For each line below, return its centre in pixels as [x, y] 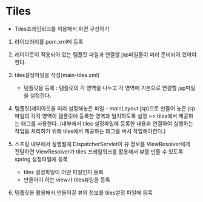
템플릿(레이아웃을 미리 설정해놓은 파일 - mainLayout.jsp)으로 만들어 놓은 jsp [105, 108]
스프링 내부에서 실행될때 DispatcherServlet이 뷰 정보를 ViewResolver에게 [102, 144]
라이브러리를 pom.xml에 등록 [49, 41]
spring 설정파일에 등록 [41, 159]
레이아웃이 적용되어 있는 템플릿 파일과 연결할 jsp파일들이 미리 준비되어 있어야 [105, 54]
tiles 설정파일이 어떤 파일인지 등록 [63, 172]
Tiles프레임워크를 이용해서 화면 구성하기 [62, 29]
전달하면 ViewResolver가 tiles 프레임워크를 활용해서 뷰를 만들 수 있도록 [99, 151]
